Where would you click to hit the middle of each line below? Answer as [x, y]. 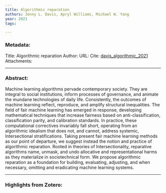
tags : [11, 23]
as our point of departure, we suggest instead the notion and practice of [79, 141]
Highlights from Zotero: [34, 185]
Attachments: [19, 61]
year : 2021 [16, 19]
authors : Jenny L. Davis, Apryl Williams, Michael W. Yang [67, 14]
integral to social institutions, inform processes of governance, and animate [82, 94]
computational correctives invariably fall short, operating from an [71, 126]
